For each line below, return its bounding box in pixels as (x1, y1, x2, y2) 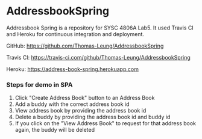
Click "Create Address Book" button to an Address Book (14, 94, 155, 102)
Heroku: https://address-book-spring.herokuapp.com (6, 65, 139, 73)
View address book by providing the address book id (14, 107, 147, 114)
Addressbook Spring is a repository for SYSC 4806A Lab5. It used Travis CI (6, 24, 194, 31)
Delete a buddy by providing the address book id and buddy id (14, 113, 171, 121)
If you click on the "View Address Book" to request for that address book (14, 120, 197, 127)
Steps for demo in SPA (6, 80, 73, 88)
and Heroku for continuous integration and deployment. (6, 30, 145, 37)
